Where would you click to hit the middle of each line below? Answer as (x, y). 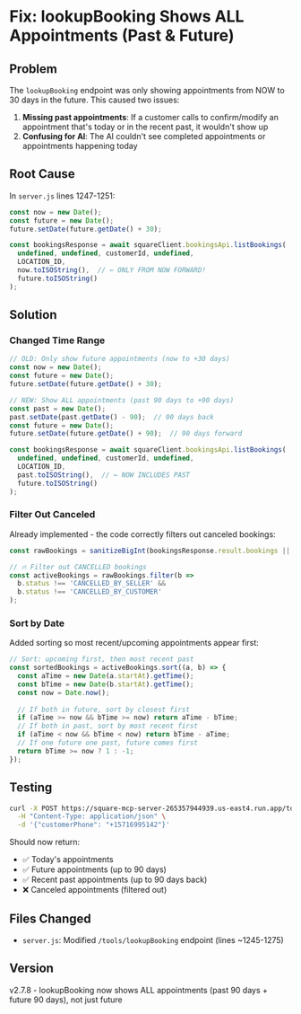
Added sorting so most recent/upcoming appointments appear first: (134, 643)
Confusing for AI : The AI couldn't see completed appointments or (144, 136)
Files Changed (50, 918)
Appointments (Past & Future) (122, 35)
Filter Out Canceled (52, 515)
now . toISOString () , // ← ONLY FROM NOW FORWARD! (112, 270)
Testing (31, 788)
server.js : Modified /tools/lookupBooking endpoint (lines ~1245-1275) (153, 939)
